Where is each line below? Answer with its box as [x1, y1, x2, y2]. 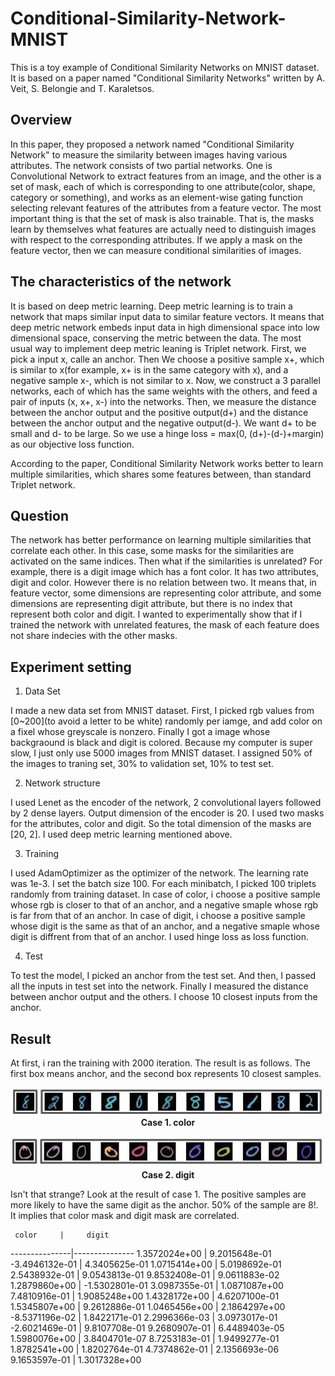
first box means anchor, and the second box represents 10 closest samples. [10, 1068, 322, 1079]
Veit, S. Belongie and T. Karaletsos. [10, 82, 155, 94]
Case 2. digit [141, 1168, 195, 1181]
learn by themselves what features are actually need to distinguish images [10, 223, 317, 235]
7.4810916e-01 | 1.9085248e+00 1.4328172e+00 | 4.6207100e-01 [10, 1290, 280, 1302]
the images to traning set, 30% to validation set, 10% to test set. [10, 758, 274, 770]
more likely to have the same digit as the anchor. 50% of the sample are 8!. [10, 1198, 319, 1211]
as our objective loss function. [10, 438, 135, 450]
